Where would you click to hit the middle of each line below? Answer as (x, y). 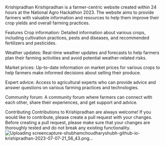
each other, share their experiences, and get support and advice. (71, 102)
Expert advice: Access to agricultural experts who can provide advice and (81, 82)
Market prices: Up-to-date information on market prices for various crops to (82, 67)
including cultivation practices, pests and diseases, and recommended (77, 38)
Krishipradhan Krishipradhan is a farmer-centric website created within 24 (81, 7)
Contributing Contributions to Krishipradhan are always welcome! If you (78, 112)
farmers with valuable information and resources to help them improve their (82, 18)
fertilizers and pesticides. (31, 43)
